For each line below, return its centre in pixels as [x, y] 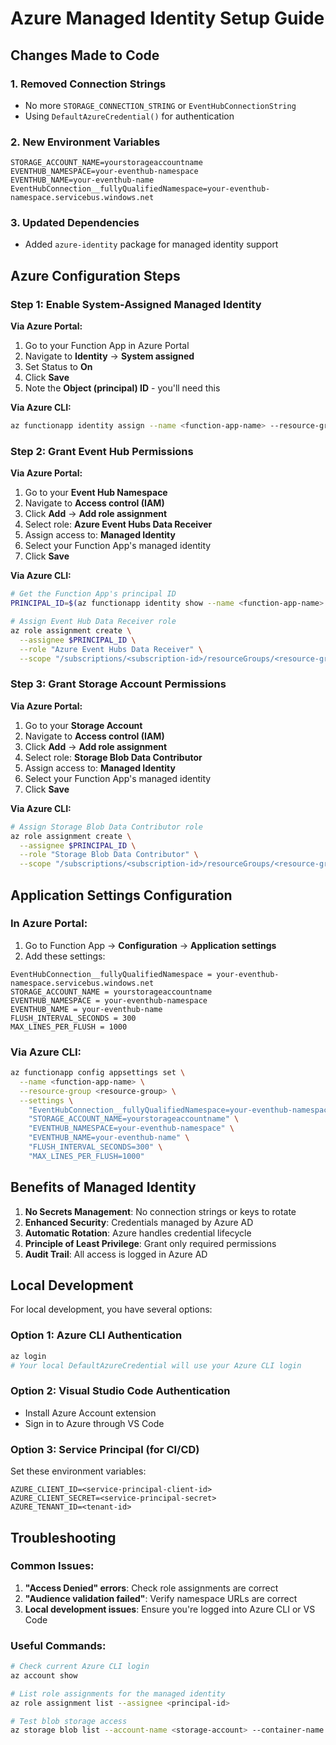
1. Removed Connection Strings [88, 84]
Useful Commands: [58, 1645]
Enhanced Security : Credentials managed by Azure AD [139, 1222]
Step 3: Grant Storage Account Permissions [118, 684]
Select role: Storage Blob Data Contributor [113, 757]
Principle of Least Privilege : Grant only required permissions [150, 1243]
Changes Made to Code [85, 55]
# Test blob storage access [69, 1721]
